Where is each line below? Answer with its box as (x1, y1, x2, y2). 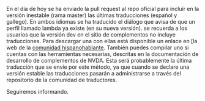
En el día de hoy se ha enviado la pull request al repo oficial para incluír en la (6, 5, 199, 12)
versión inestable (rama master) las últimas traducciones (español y (6, 12, 177, 19)
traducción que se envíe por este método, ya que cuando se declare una (6, 63, 190, 71)
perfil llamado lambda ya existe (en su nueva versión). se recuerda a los (6, 24, 188, 32)
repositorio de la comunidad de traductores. (6, 76, 117, 83)
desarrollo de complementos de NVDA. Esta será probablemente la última (6, 57, 192, 64)
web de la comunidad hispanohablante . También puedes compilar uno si (6, 44, 189, 51)
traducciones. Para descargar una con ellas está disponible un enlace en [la (6, 38, 198, 44)
